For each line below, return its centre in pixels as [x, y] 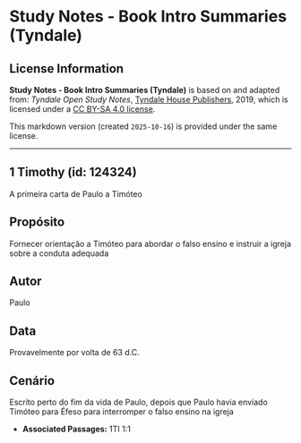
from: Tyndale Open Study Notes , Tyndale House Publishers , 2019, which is [149, 99]
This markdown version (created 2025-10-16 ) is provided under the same [143, 126]
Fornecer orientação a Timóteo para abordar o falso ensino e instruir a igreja [150, 243]
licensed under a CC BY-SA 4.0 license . [82, 109]
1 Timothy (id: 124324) [73, 172]
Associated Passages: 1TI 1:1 [77, 429]
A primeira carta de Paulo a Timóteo [76, 193]
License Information [66, 68]
